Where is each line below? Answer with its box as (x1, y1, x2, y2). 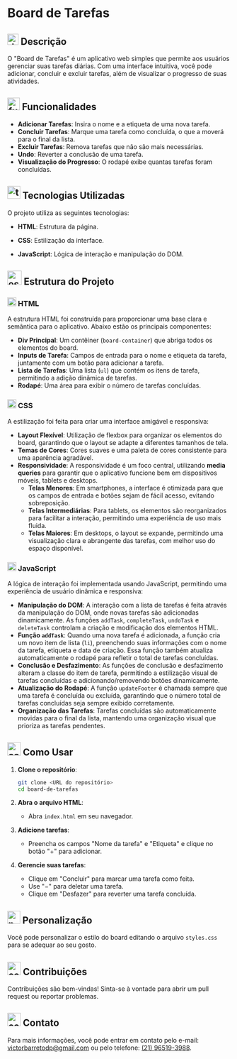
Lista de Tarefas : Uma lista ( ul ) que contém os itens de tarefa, (17, 366, 200, 375)
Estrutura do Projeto (23, 275, 115, 288)
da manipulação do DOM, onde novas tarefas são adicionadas (17, 608, 200, 617)
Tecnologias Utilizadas (22, 190, 125, 202)
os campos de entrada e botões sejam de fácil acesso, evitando (28, 491, 214, 500)
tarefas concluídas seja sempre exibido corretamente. (17, 698, 175, 707)
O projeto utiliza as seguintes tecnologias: (7, 208, 129, 217)
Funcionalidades (21, 101, 97, 113)
